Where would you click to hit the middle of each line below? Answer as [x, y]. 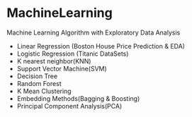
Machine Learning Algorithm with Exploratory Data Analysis [94, 32]
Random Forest [39, 83]
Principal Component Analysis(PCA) [69, 106]
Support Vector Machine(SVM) [62, 68]
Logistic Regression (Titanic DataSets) [73, 54]
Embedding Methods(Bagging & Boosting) [78, 98]
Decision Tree [37, 76]
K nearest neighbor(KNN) [54, 61]
